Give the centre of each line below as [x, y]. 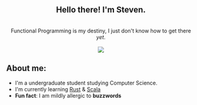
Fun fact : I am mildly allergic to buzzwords [68, 95]
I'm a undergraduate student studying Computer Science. [86, 83]
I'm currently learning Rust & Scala [58, 89]
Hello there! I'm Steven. [101, 10]
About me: [26, 68]
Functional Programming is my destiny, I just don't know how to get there [101, 31]
